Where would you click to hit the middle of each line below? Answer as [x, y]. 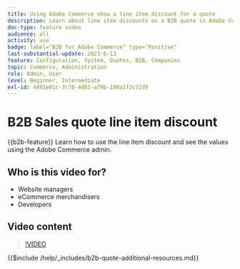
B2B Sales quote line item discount [112, 122]
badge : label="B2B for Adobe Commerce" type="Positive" [92, 47]
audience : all [29, 34]
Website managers [45, 189]
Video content [40, 227]
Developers [35, 204]
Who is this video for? [57, 172]
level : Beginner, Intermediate [54, 80]
